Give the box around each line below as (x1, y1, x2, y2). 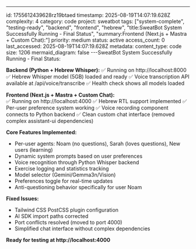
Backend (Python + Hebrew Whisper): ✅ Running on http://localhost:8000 (6, 67, 187, 73)
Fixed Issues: (6, 195, 39, 202)
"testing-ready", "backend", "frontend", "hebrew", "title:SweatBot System (6, 24, 182, 31)
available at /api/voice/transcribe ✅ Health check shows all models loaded (6, 80, 185, 87)
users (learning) (14, 146, 53, 153)
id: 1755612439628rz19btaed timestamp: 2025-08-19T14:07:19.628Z (6, 12, 171, 18)
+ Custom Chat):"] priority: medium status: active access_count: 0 (6, 36, 165, 43)
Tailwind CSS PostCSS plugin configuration (14, 206, 118, 213)
